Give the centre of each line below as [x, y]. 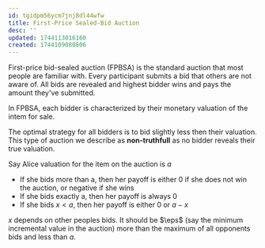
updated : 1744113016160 [47, 38]
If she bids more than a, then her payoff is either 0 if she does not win [133, 180]
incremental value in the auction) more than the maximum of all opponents [129, 229]
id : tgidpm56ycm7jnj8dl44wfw [56, 15]
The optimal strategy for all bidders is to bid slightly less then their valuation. [132, 132]
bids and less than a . [42, 237]
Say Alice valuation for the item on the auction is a [90, 164]
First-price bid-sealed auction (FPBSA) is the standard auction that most [126, 67]
